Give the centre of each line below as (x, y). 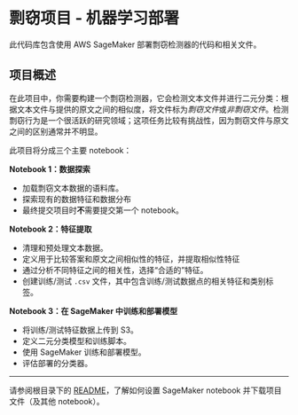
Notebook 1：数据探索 (50, 168)
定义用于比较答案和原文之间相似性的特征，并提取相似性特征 (131, 259)
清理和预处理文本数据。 (65, 247)
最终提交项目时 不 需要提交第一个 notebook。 (103, 210)
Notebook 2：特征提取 (51, 229)
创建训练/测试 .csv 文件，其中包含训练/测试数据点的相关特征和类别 (144, 281)
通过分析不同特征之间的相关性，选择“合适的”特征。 (115, 270)
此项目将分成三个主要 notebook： (71, 150)
